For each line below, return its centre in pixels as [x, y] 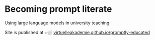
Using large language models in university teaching [57, 23]
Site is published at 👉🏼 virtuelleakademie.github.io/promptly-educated [77, 32]
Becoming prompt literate [58, 9]
